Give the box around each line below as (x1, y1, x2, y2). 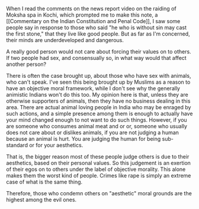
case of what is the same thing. (6, 178, 83, 185)
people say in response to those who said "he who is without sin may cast (6, 24, 187, 31)
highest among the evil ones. (6, 196, 77, 203)
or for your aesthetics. (29, 142, 84, 148)
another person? (6, 61, 46, 68)
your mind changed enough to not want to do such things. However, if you (6, 116, 188, 123)
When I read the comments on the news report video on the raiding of (6, 5, 176, 12)
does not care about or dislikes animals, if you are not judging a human (6, 129, 179, 136)
